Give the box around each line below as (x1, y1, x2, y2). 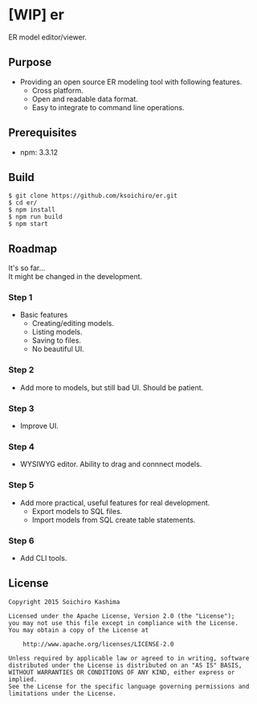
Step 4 (8, 441, 35, 452)
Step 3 (8, 402, 35, 414)
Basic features (19, 310, 68, 319)
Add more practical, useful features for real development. (19, 497, 210, 508)
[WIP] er (8, 6, 64, 24)
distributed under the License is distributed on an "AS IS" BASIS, (8, 661, 243, 669)
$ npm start (8, 220, 48, 228)
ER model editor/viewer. (8, 32, 87, 42)
